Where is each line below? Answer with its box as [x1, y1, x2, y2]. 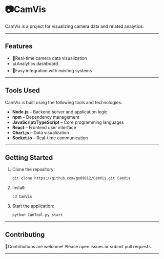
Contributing [5, 231, 45, 239]
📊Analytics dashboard [12, 61, 59, 66]
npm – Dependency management [12, 114, 80, 120]
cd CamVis [12, 194, 33, 199]
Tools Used [5, 86, 40, 95]
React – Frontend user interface [12, 124, 77, 130]
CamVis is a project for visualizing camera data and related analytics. [5, 23, 144, 29]
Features [5, 42, 33, 50]
